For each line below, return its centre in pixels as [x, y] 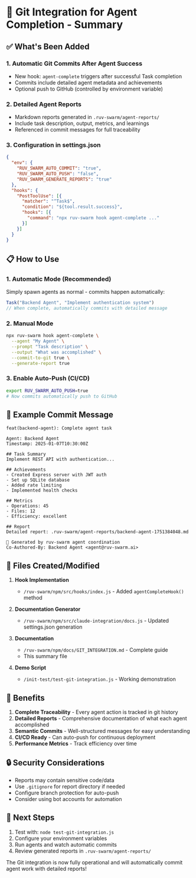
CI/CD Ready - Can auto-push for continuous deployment [85, 737]
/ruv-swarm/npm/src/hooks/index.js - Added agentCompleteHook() [104, 591]
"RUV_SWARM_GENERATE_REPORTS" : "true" [64, 179]
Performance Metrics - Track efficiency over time [76, 744]
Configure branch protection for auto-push [67, 793]
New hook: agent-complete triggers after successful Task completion [98, 76]
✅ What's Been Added [48, 47]
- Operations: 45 [27, 506]
